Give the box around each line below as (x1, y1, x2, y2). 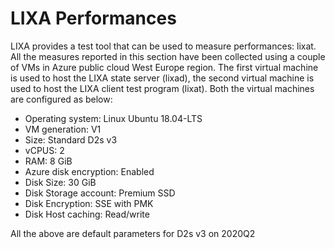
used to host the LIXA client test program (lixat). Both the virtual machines (10, 82, 315, 94)
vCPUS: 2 (24, 144, 65, 156)
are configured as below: (10, 93, 113, 105)
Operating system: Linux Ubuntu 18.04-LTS (24, 112, 203, 124)
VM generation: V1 (24, 123, 102, 135)
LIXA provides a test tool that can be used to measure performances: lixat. (10, 40, 317, 52)
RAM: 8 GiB (24, 155, 73, 167)
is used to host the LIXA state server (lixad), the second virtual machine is (10, 72, 315, 84)
